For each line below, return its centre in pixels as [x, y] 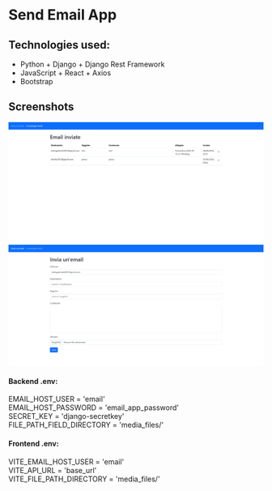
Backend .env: [33, 381]
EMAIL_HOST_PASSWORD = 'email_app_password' [94, 408]
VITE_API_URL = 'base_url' [53, 470]
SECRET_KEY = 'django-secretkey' [66, 416]
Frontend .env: [34, 444]
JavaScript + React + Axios [66, 73]
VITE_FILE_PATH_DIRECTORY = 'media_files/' [84, 479]
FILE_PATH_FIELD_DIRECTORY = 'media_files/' [86, 425]
